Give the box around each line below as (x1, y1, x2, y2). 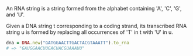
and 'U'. (6, 11, 25, 18)
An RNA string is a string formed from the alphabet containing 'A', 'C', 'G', (6, 5, 182, 12)
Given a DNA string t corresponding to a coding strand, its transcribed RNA (6, 23, 187, 29)
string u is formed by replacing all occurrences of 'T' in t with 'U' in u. (6, 29, 174, 36)
